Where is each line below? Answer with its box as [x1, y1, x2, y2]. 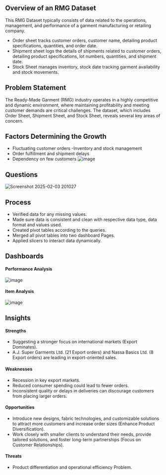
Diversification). [12, 426, 45, 432]
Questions [5, 170, 38, 179]
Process [5, 198, 31, 206]
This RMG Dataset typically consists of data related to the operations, [5, 17, 147, 23]
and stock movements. [12, 69, 59, 75]
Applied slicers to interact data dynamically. [12, 238, 102, 244]
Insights [5, 314, 31, 322]
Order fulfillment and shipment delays [12, 151, 90, 157]
